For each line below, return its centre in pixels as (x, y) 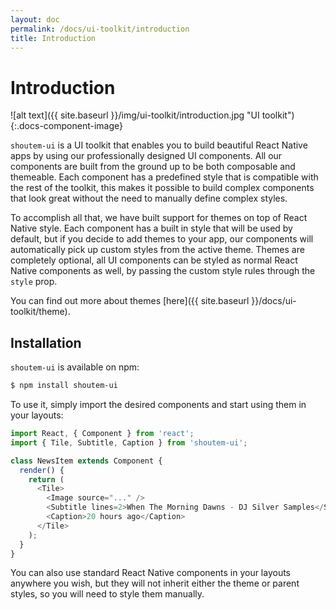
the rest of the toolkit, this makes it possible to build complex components (162, 188)
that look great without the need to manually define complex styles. (149, 198)
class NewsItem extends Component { (86, 461)
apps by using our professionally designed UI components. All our (146, 156)
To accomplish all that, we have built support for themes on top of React (159, 218)
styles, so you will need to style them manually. (107, 594)
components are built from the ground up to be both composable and (153, 167)
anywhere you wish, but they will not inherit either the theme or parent (155, 583)
